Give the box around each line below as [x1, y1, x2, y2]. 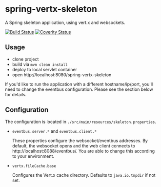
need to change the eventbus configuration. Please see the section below [5, 86, 153, 92]
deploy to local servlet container [12, 66, 77, 72]
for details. [5, 91, 27, 97]
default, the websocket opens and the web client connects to [12, 143, 136, 148]
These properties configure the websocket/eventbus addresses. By [12, 138, 148, 144]
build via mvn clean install [12, 61, 68, 67]
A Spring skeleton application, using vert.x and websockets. [5, 20, 125, 25]
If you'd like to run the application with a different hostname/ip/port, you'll [5, 81, 153, 87]
